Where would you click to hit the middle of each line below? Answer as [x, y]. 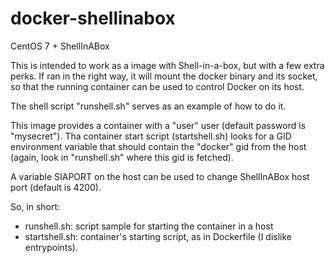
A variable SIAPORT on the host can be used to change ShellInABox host [160, 176]
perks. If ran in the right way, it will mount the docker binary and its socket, [164, 76]
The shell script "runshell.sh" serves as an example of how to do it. [148, 106]
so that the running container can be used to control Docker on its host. [157, 86]
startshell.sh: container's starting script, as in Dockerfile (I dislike [158, 236]
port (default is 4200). [56, 187]
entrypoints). [51, 247]
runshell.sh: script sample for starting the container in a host [149, 226]
